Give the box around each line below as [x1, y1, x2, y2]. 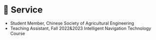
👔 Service [3, 4, 43, 15]
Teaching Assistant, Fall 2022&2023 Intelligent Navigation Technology [10, 25, 152, 31]
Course [10, 30, 25, 36]
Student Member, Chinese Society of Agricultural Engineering [10, 20, 135, 26]
